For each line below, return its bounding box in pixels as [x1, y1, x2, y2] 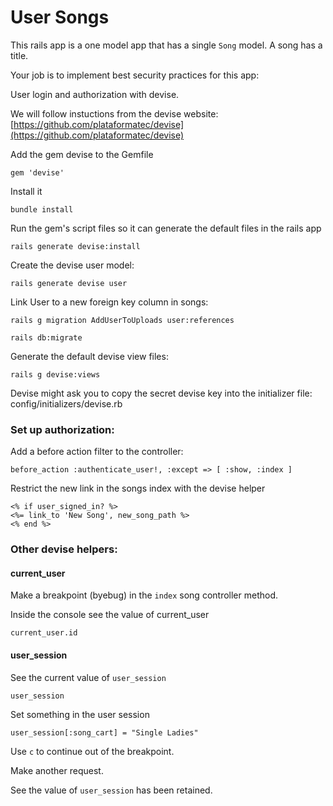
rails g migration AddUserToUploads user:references [10, 315, 235, 325]
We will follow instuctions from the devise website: [10, 107, 219, 120]
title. [10, 49, 29, 61]
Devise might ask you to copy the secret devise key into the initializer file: [10, 387, 313, 399]
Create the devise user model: [10, 259, 135, 271]
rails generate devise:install [10, 241, 141, 251]
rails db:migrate [10, 332, 83, 343]
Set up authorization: [10, 422, 115, 436]
